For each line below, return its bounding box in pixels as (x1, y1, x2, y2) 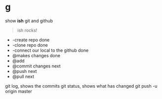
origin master (5, 88, 32, 94)
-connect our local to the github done (12, 47, 89, 53)
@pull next (12, 73, 35, 79)
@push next (12, 68, 37, 74)
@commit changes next (12, 63, 61, 69)
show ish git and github (5, 18, 53, 24)
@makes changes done (12, 52, 61, 58)
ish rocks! (17, 27, 38, 33)
